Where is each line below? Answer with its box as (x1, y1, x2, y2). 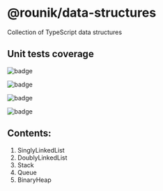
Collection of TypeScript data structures (7, 28, 123, 36)
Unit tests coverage (7, 48, 94, 60)
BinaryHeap (17, 176, 52, 184)
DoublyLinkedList (17, 153, 68, 162)
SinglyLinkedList (17, 146, 65, 154)
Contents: (7, 128, 52, 139)
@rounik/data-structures (7, 5, 157, 21)
